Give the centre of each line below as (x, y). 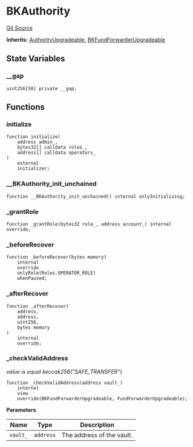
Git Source (20, 28)
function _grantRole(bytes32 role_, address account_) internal (89, 224)
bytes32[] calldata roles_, (52, 147)
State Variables (36, 59)
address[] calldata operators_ (57, 153)
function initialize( (34, 137)
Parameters (21, 409)
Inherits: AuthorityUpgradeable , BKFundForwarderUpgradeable (86, 39)
